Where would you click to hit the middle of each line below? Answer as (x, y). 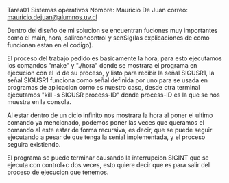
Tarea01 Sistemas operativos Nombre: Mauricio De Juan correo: (98, 10)
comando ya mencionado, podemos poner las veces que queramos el (106, 122)
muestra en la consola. (39, 102)
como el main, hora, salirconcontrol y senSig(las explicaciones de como (109, 38)
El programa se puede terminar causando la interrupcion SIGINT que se (108, 158)
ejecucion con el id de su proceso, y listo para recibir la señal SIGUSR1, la (111, 73)
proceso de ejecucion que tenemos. (58, 172)
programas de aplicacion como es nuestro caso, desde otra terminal (104, 87)
